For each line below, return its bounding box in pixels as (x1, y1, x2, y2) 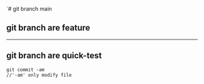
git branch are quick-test (6, 51, 102, 61)
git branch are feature (6, 23, 90, 33)
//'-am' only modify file (6, 72, 72, 78)
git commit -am (6, 66, 45, 72)
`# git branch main (6, 5, 52, 12)
